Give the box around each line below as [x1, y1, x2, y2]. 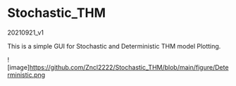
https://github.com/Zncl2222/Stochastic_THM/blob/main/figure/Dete [29, 63, 229, 71]
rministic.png [7, 70, 46, 79]
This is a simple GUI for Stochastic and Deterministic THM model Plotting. [7, 42, 221, 50]
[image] [7, 63, 30, 71]
